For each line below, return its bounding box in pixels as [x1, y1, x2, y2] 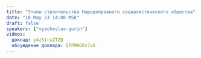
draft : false [6, 20, 39, 26]
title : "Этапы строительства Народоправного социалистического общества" [6, 8, 196, 15]
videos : [6, 31, 26, 37]
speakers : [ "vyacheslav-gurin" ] [6, 25, 88, 32]
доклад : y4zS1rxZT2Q [11, 37, 63, 43]
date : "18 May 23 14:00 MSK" [6, 14, 80, 21]
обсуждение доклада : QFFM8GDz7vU [11, 43, 96, 49]
